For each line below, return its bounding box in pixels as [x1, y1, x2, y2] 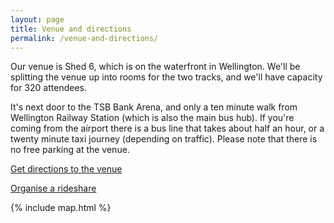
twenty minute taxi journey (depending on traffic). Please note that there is [10, 133, 318, 145]
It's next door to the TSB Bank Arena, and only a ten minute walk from [10, 101, 298, 113]
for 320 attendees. [10, 82, 87, 94]
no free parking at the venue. [10, 144, 130, 156]
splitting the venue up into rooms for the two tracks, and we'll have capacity [10, 71, 323, 83]
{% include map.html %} [10, 202, 112, 214]
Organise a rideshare [10, 182, 97, 195]
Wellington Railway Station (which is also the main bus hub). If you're [10, 112, 295, 124]
